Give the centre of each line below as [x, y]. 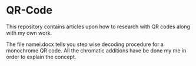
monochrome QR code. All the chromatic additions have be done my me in [96, 50]
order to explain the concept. [41, 57]
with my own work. [29, 32]
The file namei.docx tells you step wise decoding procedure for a [85, 44]
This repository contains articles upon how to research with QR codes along [98, 27]
